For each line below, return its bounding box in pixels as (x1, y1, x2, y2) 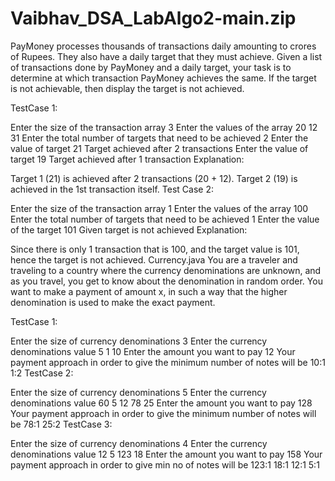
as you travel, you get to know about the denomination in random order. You (10, 275, 323, 287)
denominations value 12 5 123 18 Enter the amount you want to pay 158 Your (10, 448, 323, 460)
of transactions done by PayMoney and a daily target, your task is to (10, 61, 292, 73)
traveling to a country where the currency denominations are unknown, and (10, 264, 322, 276)
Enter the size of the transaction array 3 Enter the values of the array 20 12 (10, 121, 318, 133)
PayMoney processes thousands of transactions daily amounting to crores (10, 40, 317, 52)
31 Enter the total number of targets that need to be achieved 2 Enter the (10, 132, 309, 144)
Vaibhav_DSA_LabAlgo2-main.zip (10, 7, 297, 30)
